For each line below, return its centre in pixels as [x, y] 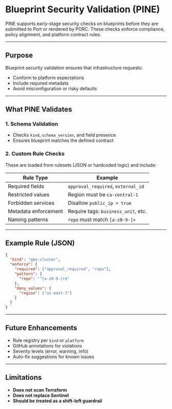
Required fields [26, 186]
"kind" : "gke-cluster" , [35, 260]
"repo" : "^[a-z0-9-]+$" [44, 278]
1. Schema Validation [32, 124]
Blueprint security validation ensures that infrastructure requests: [74, 68]
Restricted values [29, 195]
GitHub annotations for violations [47, 346]
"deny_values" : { [33, 288]
